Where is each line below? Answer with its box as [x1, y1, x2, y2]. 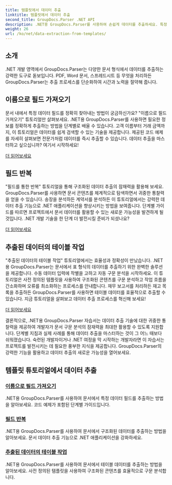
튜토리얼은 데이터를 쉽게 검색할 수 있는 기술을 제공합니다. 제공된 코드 [17, 129, 154, 135]
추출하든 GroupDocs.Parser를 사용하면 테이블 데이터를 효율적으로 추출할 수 [14, 290, 166, 296]
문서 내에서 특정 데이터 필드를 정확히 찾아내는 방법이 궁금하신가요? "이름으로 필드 [5, 109, 167, 116]
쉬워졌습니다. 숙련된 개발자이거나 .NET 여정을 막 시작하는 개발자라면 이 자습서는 [5, 337, 165, 343]
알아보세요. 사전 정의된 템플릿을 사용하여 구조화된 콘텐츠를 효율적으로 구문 [5, 468, 153, 474]
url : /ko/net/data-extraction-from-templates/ [5, 31, 106, 36]
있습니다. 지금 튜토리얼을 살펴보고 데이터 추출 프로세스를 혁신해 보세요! [5, 296, 146, 302]
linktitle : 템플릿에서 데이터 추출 [5, 12, 71, 17]
